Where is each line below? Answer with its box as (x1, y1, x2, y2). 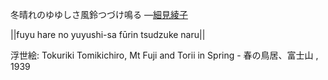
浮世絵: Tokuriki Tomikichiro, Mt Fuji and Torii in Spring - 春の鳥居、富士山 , (10, 49, 319, 61)
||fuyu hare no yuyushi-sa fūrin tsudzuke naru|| (10, 29, 206, 40)
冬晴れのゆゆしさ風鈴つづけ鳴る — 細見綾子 (10, 9, 188, 20)
